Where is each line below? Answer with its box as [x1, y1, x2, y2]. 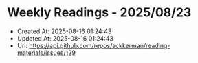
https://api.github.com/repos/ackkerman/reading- [29, 41, 170, 49]
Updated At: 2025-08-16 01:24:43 [16, 34, 113, 42]
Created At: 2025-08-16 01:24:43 [16, 27, 112, 35]
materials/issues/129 [16, 49, 76, 57]
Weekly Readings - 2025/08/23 [7, 5, 192, 20]
